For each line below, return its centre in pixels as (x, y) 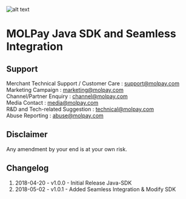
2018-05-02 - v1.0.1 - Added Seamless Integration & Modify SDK (95, 189)
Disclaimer (27, 135)
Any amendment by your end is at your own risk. (67, 149)
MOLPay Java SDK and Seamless (91, 34)
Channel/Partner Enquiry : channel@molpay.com (67, 96)
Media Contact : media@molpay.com (52, 103)
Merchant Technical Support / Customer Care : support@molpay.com (93, 83)
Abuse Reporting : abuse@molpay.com (55, 116)
